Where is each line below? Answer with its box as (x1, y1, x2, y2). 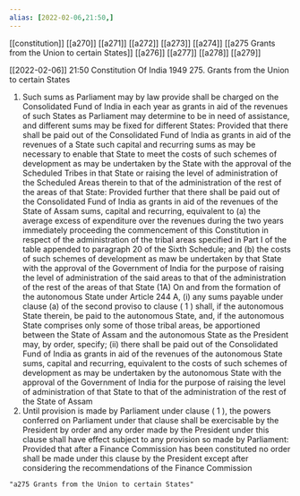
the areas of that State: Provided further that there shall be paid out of (21, 186, 280, 197)
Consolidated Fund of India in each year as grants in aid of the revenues (21, 100, 288, 112)
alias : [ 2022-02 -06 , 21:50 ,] (9, 13, 115, 22)
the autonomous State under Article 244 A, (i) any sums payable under (21, 291, 284, 302)
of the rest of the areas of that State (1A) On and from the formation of (21, 281, 281, 292)
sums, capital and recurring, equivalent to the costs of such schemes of (21, 357, 288, 368)
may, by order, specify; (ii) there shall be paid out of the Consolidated (21, 338, 279, 349)
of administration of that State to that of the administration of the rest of (21, 386, 287, 397)
